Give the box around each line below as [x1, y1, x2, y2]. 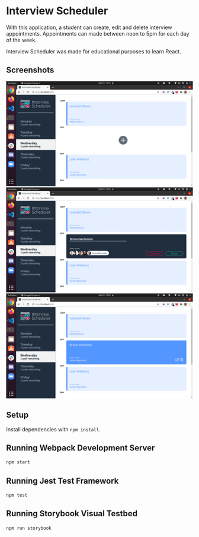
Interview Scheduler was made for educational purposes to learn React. [6, 47, 182, 55]
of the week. [6, 36, 37, 43]
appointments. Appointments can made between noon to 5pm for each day [6, 30, 190, 37]
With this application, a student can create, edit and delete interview [6, 24, 172, 31]
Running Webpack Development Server [6, 443, 155, 453]
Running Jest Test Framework [6, 476, 119, 486]
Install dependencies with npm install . [6, 425, 101, 433]
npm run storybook [6, 525, 52, 531]
